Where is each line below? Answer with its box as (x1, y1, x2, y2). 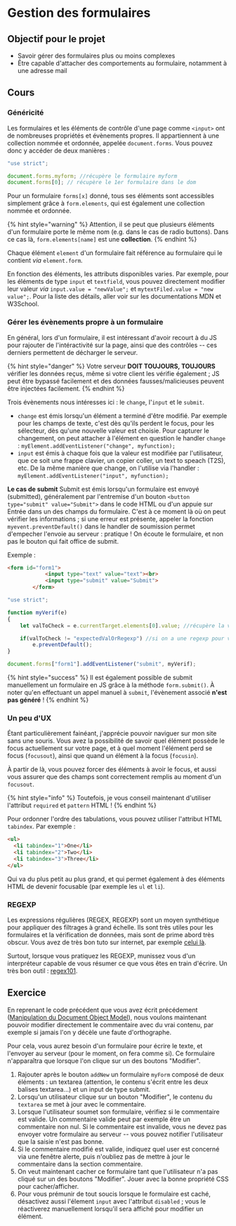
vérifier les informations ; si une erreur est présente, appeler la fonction (7, 514, 214, 523)
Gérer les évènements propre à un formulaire (7, 318, 164, 327)
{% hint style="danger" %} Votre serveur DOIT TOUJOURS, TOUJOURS (7, 362, 216, 370)
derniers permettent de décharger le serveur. (7, 348, 138, 356)
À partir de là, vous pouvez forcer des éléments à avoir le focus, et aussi (7, 765, 216, 774)
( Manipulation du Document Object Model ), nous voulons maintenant (7, 1013, 207, 1022)
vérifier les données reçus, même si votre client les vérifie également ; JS (7, 369, 220, 377)
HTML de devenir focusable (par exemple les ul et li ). (7, 882, 165, 890)
